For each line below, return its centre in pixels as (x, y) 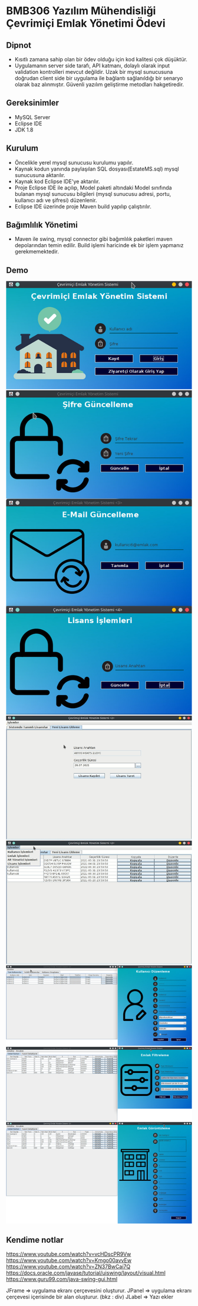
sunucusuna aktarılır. (40, 175)
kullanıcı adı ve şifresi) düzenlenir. (56, 200)
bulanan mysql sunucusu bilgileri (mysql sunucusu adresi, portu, (93, 194)
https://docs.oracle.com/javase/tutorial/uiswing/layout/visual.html (86, 1273)
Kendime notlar (35, 1240)
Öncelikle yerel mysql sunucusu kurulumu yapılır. (74, 162)
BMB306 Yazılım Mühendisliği (81, 11)
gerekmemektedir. (37, 251)
